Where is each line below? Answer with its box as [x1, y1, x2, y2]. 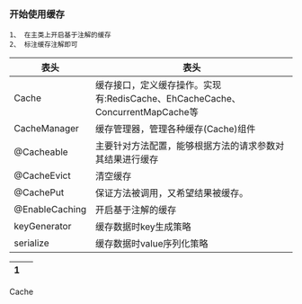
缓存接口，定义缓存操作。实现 [94, 79, 222, 92]
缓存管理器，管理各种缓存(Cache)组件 [94, 123, 256, 136]
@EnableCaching [13, 203, 87, 216]
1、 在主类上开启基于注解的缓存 [9, 31, 111, 40]
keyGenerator [13, 220, 72, 233]
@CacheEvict [13, 169, 71, 182]
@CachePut [13, 186, 65, 199]
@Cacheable [13, 146, 69, 158]
